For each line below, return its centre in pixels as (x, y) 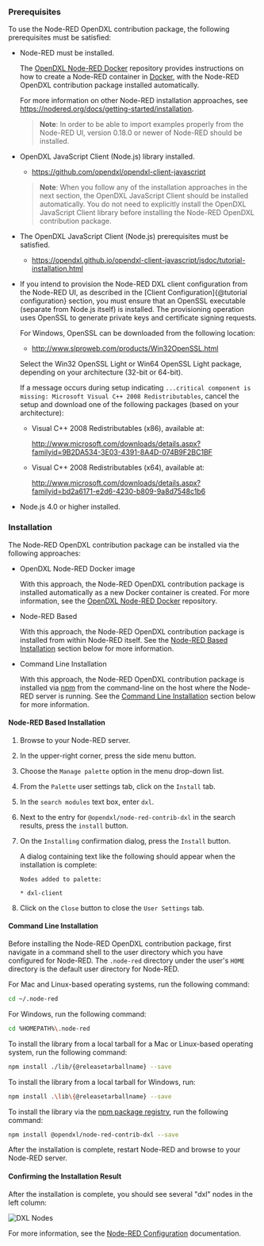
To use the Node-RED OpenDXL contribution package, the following (119, 29)
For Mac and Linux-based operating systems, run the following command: (129, 984)
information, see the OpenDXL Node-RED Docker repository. (119, 601)
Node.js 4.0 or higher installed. (70, 507)
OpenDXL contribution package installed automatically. (109, 85)
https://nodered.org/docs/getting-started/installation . (107, 109)
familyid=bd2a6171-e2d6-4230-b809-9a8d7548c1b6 (119, 491)
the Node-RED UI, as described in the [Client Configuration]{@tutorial (133, 293)
